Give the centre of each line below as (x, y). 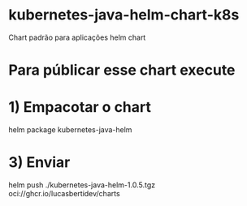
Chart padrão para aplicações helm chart (77, 37)
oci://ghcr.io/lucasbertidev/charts (64, 193)
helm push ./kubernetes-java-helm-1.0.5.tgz (82, 185)
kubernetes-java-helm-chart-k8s (124, 15)
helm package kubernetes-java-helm (70, 130)
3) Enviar (39, 163)
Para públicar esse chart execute (122, 70)
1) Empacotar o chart (80, 107)
